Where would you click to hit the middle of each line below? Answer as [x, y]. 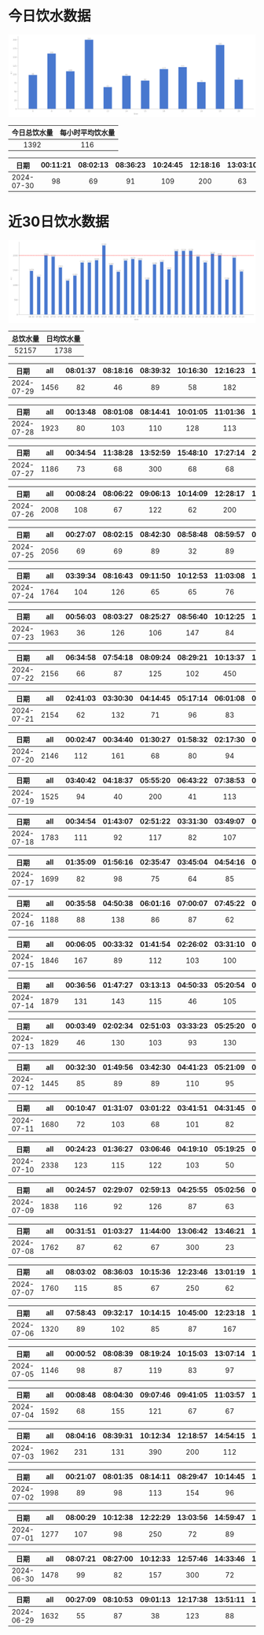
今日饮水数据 [50, 16]
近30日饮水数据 [59, 222]
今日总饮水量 [32, 133]
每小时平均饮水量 [88, 133]
